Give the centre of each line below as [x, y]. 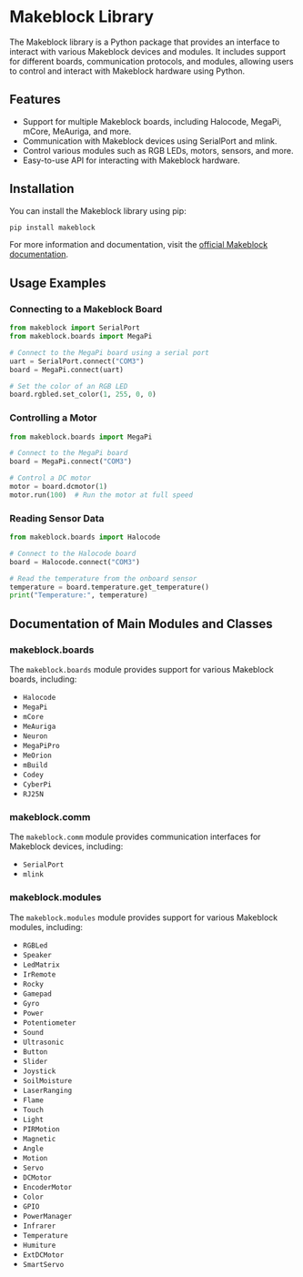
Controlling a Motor [53, 418]
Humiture [39, 1245]
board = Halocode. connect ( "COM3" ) [75, 562]
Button [35, 1052]
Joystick [39, 1071]
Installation [42, 189]
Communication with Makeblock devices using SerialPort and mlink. [150, 141]
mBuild [35, 765]
